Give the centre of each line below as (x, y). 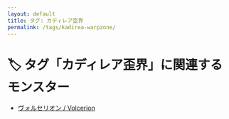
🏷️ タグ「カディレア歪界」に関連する (115, 64)
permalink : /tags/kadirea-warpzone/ (62, 27)
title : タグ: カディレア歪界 (46, 21)
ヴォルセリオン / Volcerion (57, 108)
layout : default (31, 14)
